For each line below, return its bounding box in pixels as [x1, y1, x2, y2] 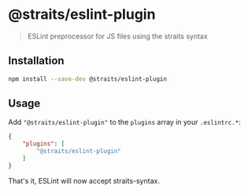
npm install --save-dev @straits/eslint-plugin [8, 75, 168, 83]
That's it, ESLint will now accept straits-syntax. [8, 176, 160, 185]
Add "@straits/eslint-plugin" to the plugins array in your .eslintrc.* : [8, 118, 242, 127]
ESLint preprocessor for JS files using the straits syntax [27, 31, 209, 41]
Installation [8, 54, 65, 67]
